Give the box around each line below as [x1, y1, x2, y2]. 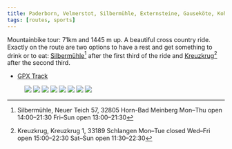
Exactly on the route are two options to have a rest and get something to [7, 43, 213, 51]
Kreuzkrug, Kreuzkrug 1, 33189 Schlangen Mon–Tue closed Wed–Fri [17, 127, 211, 135]
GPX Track [17, 72, 48, 80]
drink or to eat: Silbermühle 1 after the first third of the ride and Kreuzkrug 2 [7, 50, 217, 59]
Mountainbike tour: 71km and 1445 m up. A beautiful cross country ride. [7, 35, 211, 43]
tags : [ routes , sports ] [7, 17, 76, 23]
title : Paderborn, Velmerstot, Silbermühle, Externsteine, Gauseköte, [7, 10, 215, 17]
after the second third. [7, 59, 70, 67]
